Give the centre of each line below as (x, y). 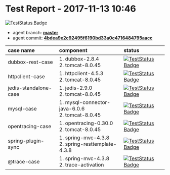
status (132, 50)
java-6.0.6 (72, 108)
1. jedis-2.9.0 (76, 88)
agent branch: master (35, 32)
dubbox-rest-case (30, 62)
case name (22, 50)
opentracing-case (30, 126)
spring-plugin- (26, 141)
